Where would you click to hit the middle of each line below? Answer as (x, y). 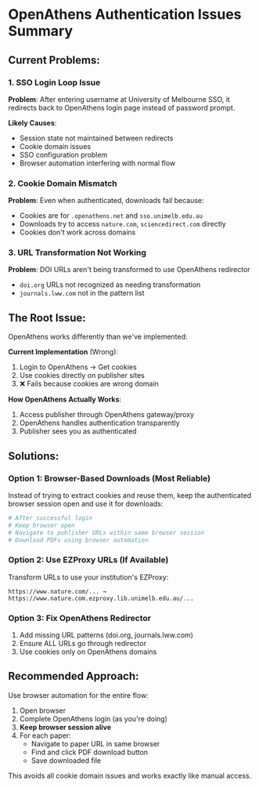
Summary (40, 31)
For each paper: (45, 735)
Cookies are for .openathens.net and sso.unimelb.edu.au (111, 216)
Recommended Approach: (74, 676)
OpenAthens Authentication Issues (125, 15)
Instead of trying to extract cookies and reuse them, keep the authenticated (130, 495)
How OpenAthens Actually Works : (65, 399)
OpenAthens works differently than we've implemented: (98, 337)
